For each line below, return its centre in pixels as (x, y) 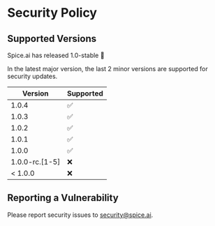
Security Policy (52, 13)
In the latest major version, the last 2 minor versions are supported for (107, 69)
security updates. (32, 76)
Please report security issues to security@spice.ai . (80, 215)
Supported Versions (52, 39)
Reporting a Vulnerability (63, 198)
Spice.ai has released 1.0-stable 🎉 (56, 55)
